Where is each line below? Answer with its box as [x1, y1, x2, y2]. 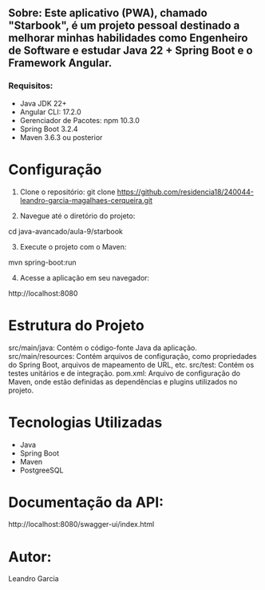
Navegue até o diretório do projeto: [19, 211, 136, 221]
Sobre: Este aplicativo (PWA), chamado [8, 6, 208, 20]
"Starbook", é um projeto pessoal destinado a [8, 19, 240, 33]
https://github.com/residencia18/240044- [117, 187, 254, 197]
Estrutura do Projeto [8, 316, 145, 334]
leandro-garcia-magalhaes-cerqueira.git [19, 195, 153, 205]
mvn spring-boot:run [8, 257, 77, 267]
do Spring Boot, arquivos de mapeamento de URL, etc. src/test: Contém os [8, 360, 255, 369]
